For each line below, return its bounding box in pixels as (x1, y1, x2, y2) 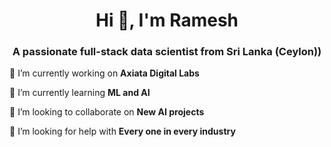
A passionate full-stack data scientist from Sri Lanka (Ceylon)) (12, 45, 322, 59)
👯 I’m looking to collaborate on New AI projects (9, 106, 205, 118)
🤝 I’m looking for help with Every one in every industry (9, 125, 236, 138)
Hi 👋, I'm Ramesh (95, 9, 239, 32)
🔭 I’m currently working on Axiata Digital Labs (9, 67, 200, 79)
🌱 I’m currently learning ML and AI (9, 87, 151, 99)
